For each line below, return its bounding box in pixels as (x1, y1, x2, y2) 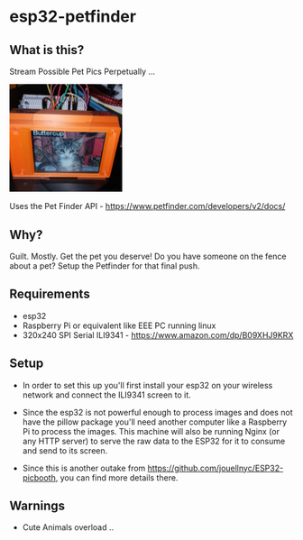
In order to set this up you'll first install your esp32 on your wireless (22, 380, 273, 390)
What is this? (9, 42, 85, 58)
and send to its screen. (22, 444, 108, 456)
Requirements (9, 287, 90, 302)
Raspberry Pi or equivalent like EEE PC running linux (22, 320, 216, 331)
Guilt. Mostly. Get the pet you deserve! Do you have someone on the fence (9, 251, 287, 261)
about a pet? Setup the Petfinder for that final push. (9, 261, 200, 271)
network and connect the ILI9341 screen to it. (22, 389, 191, 400)
